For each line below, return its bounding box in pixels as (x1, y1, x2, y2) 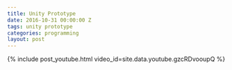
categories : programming (7, 29, 79, 37)
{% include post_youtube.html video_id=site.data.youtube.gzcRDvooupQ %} (7, 55, 226, 63)
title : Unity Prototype (7, 10, 76, 17)
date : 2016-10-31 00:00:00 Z (7, 17, 92, 24)
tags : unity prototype (7, 23, 73, 30)
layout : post (7, 36, 45, 43)
